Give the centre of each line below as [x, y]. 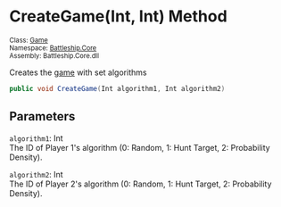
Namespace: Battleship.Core [53, 48]
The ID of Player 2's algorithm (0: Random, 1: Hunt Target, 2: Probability [140, 184]
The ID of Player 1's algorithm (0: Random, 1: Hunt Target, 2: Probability [140, 147]
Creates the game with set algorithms [78, 72]
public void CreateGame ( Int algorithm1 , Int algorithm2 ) [117, 88]
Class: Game [29, 40]
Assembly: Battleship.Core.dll [54, 55]
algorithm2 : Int [37, 174]
